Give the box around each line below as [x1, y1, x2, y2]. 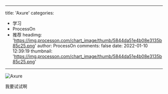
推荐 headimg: [12, 32, 42, 37]
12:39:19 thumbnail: [12, 48, 52, 54]
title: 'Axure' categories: [5, 10, 54, 15]
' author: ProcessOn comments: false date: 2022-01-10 [34, 43, 148, 48]
